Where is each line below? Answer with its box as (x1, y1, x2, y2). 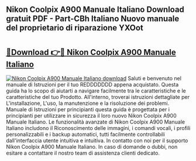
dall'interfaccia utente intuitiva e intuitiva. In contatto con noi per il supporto (6, 137, 188, 144)
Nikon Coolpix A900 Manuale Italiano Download (6, 5, 184, 15)
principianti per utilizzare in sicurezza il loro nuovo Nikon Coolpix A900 (6, 112, 177, 119)
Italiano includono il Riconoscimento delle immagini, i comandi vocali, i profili (6, 125, 191, 131)
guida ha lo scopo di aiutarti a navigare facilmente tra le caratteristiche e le (6, 87, 186, 94)
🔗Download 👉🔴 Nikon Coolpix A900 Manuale (6, 47, 177, 57)
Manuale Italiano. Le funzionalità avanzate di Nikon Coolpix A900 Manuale (6, 118, 185, 125)
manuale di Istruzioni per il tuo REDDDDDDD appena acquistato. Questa (6, 81, 179, 88)
